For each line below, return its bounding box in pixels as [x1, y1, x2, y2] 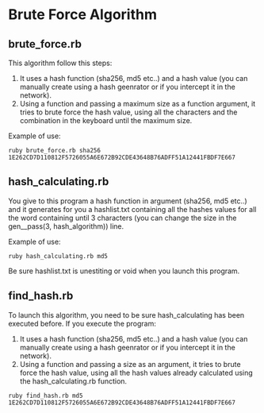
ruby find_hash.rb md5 [8, 392, 83, 399]
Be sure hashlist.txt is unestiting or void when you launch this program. [8, 266, 240, 276]
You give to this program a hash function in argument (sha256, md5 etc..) [8, 196, 247, 206]
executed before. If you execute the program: [8, 318, 157, 328]
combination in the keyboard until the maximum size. [19, 116, 193, 125]
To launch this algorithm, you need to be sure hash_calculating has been [8, 310, 245, 319]
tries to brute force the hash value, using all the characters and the [19, 107, 238, 117]
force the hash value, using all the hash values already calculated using [19, 368, 254, 377]
